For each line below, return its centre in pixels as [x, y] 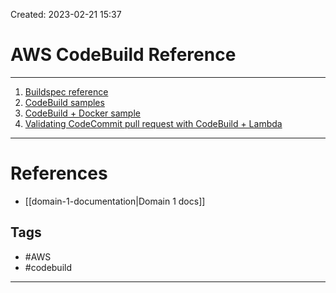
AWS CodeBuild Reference [123, 55]
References [59, 173]
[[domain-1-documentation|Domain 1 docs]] [115, 201]
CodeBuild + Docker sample [82, 113]
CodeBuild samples [64, 102]
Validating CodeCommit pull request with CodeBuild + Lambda [153, 123]
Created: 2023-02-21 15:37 [66, 14]
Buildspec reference [66, 91]
